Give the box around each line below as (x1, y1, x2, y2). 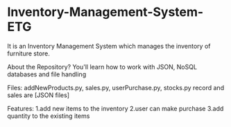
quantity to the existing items (7, 112, 90, 120)
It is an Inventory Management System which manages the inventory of (7, 42, 211, 50)
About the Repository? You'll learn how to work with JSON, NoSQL (7, 62, 198, 71)
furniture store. (7, 49, 51, 58)
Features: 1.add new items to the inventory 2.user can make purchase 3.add (7, 104, 224, 112)
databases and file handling (7, 70, 87, 78)
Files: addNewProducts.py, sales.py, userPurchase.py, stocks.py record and (7, 83, 224, 92)
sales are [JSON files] (7, 91, 70, 99)
